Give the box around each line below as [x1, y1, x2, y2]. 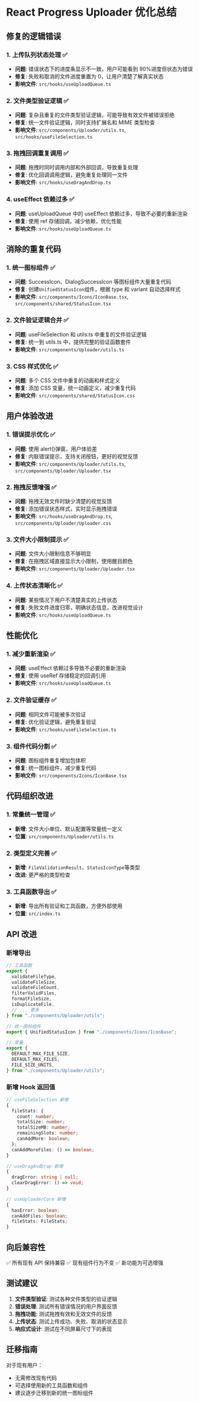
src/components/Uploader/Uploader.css [14, 521, 111, 527]
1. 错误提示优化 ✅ [6, 430, 55, 439]
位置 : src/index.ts [14, 910, 61, 917]
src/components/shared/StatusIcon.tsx [14, 301, 111, 307]
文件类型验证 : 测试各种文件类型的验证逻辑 [14, 1295, 117, 1302]
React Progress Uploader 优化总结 [6, 5, 177, 19]
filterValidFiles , [11, 990, 58, 996]
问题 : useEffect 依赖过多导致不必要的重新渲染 [14, 665, 127, 672]
